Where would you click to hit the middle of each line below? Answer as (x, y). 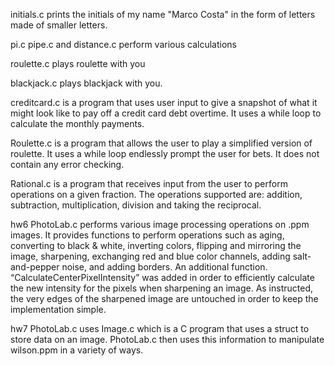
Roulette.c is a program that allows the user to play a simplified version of (161, 143)
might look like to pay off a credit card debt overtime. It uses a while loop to (166, 113)
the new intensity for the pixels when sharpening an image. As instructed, (162, 288)
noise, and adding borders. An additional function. (164, 267)
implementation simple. (58, 309)
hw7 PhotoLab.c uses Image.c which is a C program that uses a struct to (160, 328)
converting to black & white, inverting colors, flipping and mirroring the (156, 245)
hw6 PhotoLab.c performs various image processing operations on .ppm (160, 224)
